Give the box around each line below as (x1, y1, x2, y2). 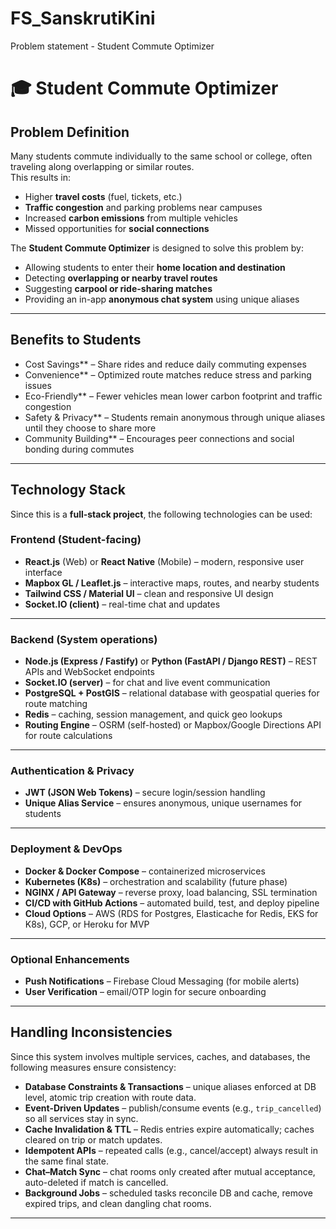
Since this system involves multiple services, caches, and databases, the (10, 1050, 311, 1062)
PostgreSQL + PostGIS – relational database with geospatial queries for (24, 687, 320, 699)
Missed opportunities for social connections (24, 222, 210, 234)
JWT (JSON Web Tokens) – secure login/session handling (24, 787, 266, 799)
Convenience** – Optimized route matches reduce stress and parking (24, 368, 312, 381)
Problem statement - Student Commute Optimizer (10, 40, 215, 52)
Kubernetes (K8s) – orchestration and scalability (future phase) (24, 875, 288, 887)
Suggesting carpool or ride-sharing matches (24, 282, 213, 294)
